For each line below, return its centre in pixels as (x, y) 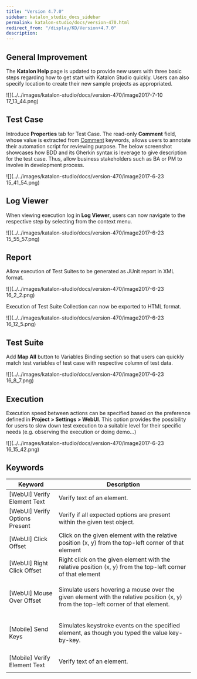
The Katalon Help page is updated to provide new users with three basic (94, 71)
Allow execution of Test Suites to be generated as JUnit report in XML (90, 271)
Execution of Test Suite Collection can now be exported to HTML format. (94, 307)
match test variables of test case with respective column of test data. (89, 363)
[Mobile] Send (29, 629)
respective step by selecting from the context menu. (69, 221)
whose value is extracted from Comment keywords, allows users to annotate (98, 140)
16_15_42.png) (23, 449)
